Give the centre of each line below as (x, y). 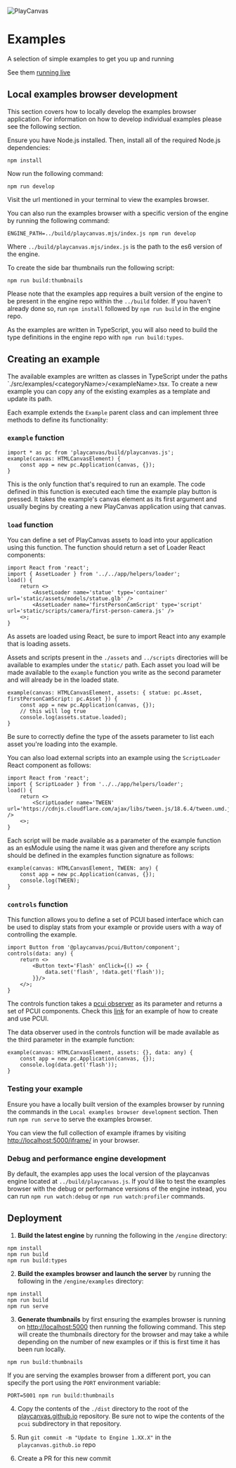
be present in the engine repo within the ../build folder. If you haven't (109, 301)
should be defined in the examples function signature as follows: (101, 856)
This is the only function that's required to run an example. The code (106, 484)
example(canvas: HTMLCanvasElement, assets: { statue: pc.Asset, (105, 693)
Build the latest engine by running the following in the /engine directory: (122, 1235)
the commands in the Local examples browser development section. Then (113, 1111)
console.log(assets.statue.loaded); (74, 718)
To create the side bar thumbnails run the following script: (91, 267)
